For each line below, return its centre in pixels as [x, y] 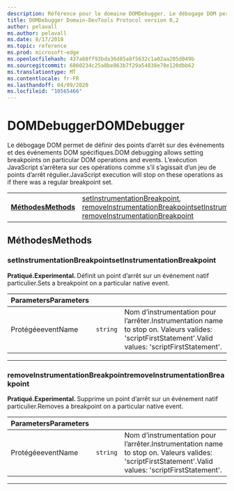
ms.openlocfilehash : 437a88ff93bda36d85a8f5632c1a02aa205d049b [101, 59]
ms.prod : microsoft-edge [43, 53]
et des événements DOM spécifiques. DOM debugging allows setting [106, 153]
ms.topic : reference [37, 46]
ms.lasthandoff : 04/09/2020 [48, 85]
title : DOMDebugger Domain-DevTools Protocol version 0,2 [93, 20]
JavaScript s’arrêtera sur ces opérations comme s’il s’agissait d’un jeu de [112, 167]
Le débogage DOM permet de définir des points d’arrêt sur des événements [116, 145]
